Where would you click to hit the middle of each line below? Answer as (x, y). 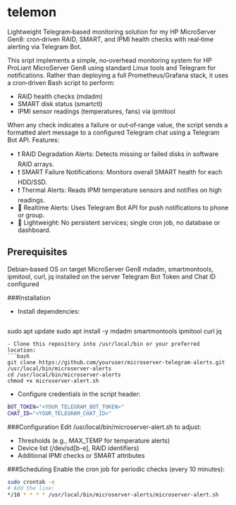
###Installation (29, 298)
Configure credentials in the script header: (79, 394)
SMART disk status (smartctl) (60, 103)
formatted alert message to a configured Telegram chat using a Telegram (113, 132)
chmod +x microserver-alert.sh (53, 381)
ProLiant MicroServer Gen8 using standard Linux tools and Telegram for (112, 68)
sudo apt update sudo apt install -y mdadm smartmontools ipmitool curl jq (114, 331)
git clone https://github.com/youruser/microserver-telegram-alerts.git (116, 362)
